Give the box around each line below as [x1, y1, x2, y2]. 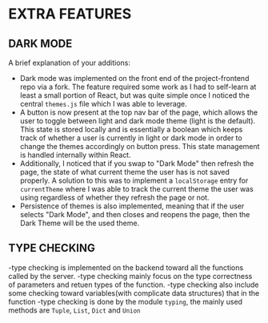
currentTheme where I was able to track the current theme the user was [19, 184, 254, 193]
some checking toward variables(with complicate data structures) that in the [8, 288, 260, 297]
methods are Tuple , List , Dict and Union [8, 305, 142, 315]
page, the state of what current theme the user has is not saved [19, 168, 230, 176]
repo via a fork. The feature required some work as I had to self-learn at [19, 82, 257, 91]
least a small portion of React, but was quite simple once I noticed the [19, 91, 250, 100]
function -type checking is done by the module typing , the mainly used [8, 297, 242, 306]
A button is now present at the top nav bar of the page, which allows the [19, 107, 258, 117]
